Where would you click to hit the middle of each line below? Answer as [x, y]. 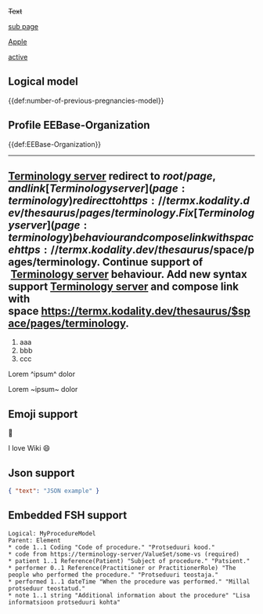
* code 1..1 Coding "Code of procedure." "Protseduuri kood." [112, 547]
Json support [41, 473]
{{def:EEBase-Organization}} [55, 144]
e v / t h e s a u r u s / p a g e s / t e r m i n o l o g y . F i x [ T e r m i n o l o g [131, 213]
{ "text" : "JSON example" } [54, 491]
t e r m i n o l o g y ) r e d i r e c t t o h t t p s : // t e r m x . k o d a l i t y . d [129, 201]
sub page [23, 26]
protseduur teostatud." [47, 588]
